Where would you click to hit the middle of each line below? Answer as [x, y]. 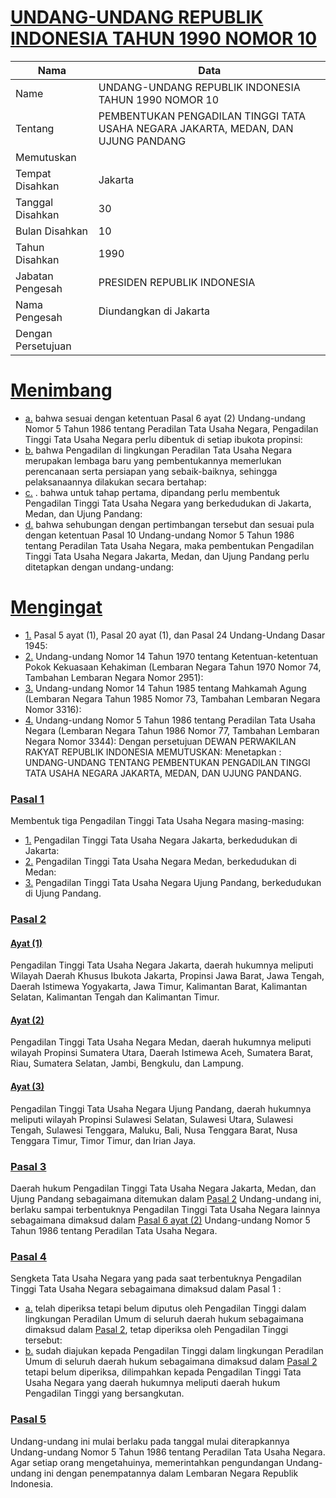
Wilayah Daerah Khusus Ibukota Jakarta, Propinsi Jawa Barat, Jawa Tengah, [167, 976]
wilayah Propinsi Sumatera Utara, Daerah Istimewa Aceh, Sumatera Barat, [162, 1053]
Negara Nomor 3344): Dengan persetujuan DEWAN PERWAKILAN [160, 741]
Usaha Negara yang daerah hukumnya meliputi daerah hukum [152, 1383]
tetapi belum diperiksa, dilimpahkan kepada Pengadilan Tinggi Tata [163, 1372]
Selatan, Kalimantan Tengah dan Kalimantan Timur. [115, 997]
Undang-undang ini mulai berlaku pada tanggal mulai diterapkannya [150, 1441]
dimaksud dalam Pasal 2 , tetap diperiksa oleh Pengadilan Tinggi [156, 1330]
